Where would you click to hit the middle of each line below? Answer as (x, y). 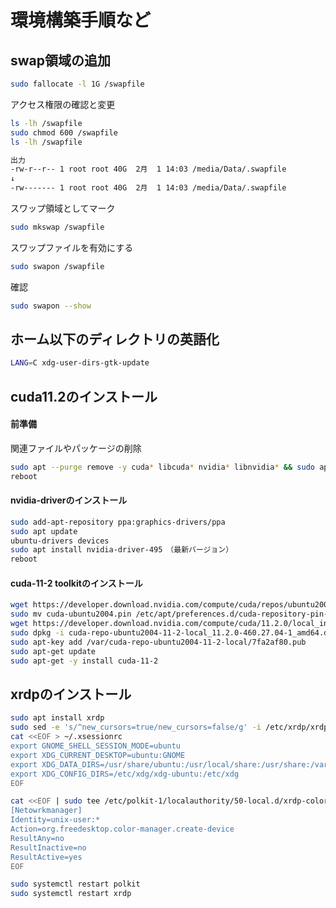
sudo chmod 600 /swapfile (64, 132)
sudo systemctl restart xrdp (71, 894)
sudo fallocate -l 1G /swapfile (77, 84)
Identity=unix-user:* (55, 820)
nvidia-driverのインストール (69, 500)
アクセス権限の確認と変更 (63, 104)
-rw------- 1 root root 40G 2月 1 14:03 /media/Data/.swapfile (148, 188)
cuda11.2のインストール (84, 396)
